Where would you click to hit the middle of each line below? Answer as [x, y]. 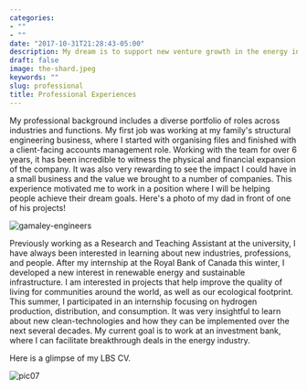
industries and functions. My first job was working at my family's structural [150, 130]
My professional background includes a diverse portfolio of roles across [145, 121]
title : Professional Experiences [73, 94]
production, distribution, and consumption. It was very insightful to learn [145, 311]
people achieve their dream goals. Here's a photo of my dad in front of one [150, 198]
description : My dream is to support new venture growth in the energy [148, 52]
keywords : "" [34, 78]
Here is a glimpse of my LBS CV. [70, 358]
